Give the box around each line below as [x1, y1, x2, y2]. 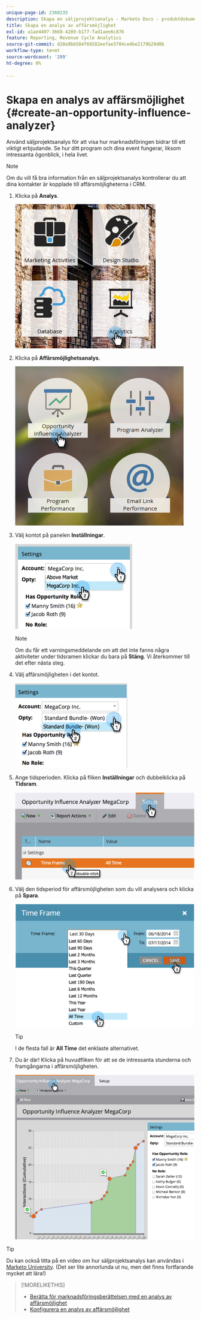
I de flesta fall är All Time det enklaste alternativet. [14, 1045, 139, 1052]
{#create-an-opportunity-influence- [6, 105, 191, 119]
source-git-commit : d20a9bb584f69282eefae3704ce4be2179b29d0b [6, 41, 165, 47]
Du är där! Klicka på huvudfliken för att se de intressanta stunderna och [14, 1056, 191, 1063]
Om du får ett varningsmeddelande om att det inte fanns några [14, 647, 169, 654]
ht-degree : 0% [6, 60, 42, 66]
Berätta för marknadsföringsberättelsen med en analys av [29, 1293, 172, 1300]
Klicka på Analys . [14, 192, 59, 200]
